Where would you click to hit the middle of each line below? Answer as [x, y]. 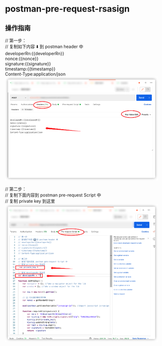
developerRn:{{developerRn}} [35, 53]
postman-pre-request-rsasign [67, 9]
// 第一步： [16, 40]
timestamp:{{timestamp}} [30, 69]
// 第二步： [16, 189]
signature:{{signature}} [28, 64]
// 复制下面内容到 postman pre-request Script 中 [53, 195]
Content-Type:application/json [35, 74]
